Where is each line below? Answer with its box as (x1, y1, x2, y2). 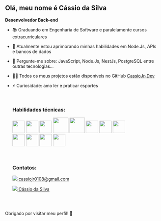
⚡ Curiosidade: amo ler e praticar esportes (12, 83, 98, 88)
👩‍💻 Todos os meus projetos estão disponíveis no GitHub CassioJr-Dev (12, 73, 155, 79)
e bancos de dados (12, 49, 52, 55)
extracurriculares (12, 34, 47, 40)
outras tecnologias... (12, 63, 54, 69)
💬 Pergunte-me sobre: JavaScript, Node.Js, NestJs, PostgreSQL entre (12, 58, 154, 64)
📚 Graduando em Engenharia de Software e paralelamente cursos (12, 27, 147, 32)
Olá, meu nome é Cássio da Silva (5, 4, 107, 12)
